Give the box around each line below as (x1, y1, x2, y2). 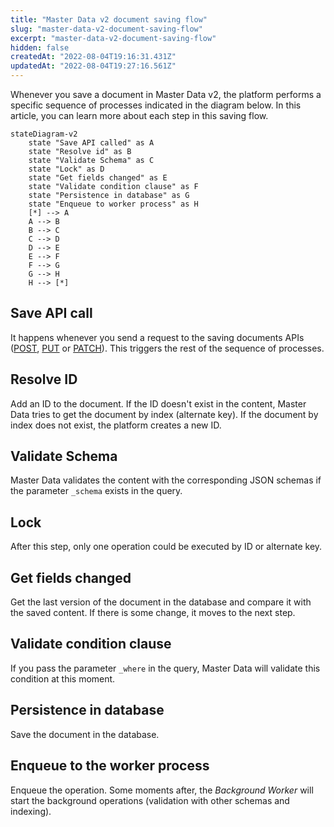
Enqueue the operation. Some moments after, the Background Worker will (10, 784, 314, 796)
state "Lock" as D (28, 164, 105, 174)
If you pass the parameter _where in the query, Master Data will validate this (10, 662, 321, 674)
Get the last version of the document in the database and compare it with (10, 596, 312, 608)
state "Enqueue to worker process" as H (28, 199, 199, 209)
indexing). (10, 805, 52, 817)
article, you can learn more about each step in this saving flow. (10, 110, 269, 121)
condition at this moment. (10, 672, 116, 685)
